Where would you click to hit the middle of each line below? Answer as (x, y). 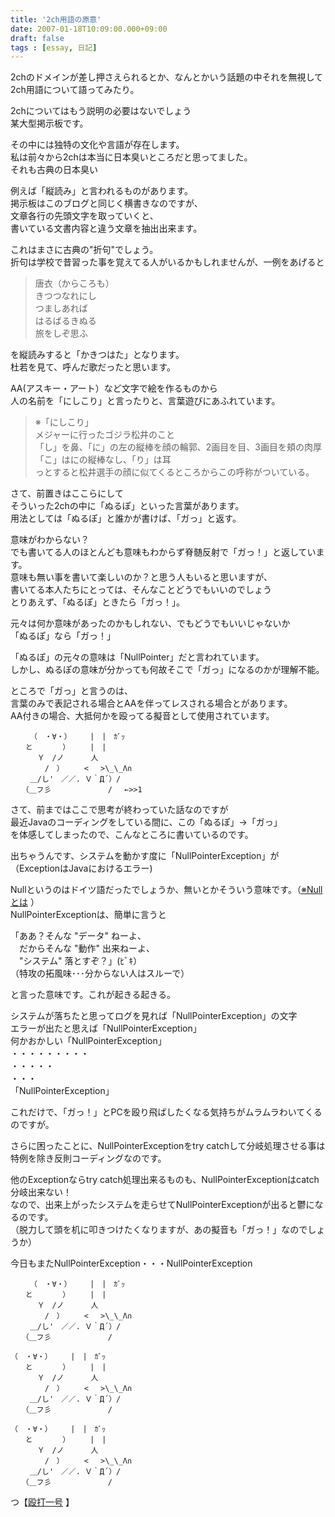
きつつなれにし (65, 296)
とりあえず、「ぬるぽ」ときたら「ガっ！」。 (98, 602)
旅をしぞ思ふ (61, 333)
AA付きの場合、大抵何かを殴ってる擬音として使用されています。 (142, 716)
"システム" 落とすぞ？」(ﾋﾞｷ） (80, 961)
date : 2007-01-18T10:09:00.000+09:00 (89, 29)
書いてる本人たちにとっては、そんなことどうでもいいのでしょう (141, 590)
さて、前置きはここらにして (67, 493)
